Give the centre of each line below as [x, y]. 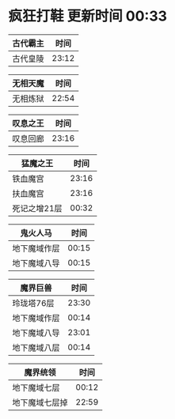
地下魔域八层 [36, 347]
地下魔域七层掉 [40, 402]
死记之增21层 [37, 208]
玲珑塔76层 [33, 303]
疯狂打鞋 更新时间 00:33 [88, 16]
